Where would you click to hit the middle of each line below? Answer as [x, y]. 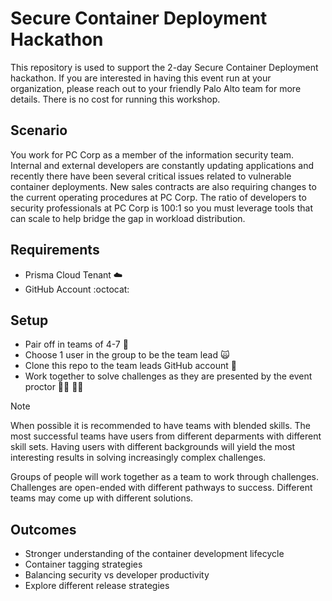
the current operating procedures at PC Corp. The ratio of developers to [158, 197]
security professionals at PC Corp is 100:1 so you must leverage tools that [161, 208]
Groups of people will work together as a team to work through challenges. [165, 477]
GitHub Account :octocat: [77, 289]
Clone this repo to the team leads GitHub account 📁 [130, 366]
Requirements [55, 250]
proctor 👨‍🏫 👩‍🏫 [54, 387]
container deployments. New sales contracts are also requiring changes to [163, 186]
